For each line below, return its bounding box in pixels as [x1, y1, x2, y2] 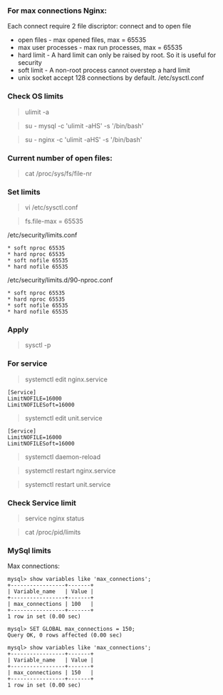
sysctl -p [24, 341, 51, 349]
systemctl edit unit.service [24, 413, 103, 422]
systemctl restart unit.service [24, 480, 111, 488]
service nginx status [24, 514, 85, 522]
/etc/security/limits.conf [7, 231, 78, 240]
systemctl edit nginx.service [24, 375, 108, 383]
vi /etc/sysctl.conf [24, 203, 78, 212]
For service [7, 359, 48, 369]
